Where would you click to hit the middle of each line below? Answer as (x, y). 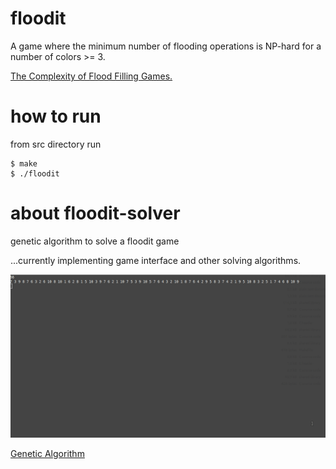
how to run (56, 116)
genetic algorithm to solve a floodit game (95, 241)
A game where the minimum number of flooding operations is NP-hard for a (166, 46)
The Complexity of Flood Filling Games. (91, 76)
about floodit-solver (95, 213)
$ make (24, 163)
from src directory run (56, 144)
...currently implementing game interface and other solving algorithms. (156, 260)
